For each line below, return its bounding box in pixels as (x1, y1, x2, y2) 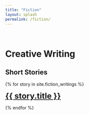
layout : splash (5, 12, 37, 17)
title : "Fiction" (5, 7, 42, 13)
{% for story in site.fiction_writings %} (5, 81, 84, 87)
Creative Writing (5, 48, 75, 59)
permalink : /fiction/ (5, 17, 51, 22)
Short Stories (5, 68, 48, 76)
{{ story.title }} (5, 91, 61, 101)
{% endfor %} (5, 105, 34, 111)
